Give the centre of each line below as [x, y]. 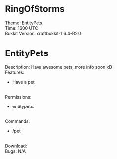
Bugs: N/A [16, 151]
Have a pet [23, 82]
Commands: [18, 121]
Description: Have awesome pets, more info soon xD [58, 67]
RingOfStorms [35, 9]
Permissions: [18, 97]
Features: [15, 72]
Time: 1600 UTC [22, 28]
